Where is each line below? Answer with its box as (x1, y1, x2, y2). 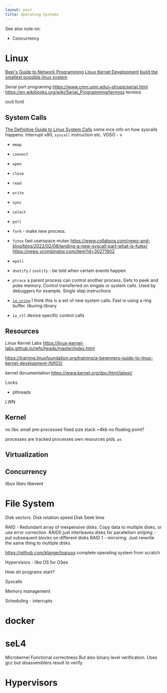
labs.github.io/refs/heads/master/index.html (5, 345, 95, 351)
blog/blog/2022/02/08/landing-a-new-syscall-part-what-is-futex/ (12, 243, 148, 249)
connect (12, 152, 28, 157)
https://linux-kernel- (43, 340, 84, 346)
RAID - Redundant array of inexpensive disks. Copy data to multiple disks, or (5, 524, 162, 530)
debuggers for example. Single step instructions (12, 288, 111, 294)
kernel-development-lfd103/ (5, 360, 63, 366)
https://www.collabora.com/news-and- (70, 238, 151, 244)
